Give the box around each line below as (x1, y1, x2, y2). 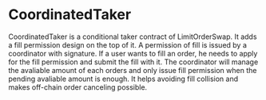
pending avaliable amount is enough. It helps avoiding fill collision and (8, 74, 238, 83)
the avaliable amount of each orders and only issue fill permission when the (8, 65, 257, 75)
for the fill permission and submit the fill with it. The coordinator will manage (8, 57, 259, 67)
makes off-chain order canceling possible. (8, 82, 148, 92)
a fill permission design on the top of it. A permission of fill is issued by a (8, 40, 248, 49)
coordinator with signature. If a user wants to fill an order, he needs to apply (8, 48, 258, 58)
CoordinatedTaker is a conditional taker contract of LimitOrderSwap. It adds (8, 32, 257, 41)
